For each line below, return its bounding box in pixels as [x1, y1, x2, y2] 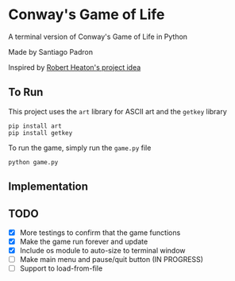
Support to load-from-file [19, 264, 103, 273]
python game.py [8, 158, 59, 166]
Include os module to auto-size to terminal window [19, 246, 186, 256]
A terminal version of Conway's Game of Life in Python [8, 32, 188, 41]
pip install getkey [8, 129, 73, 137]
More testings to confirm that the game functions [19, 228, 181, 237]
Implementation [8, 180, 89, 194]
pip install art [8, 121, 62, 130]
